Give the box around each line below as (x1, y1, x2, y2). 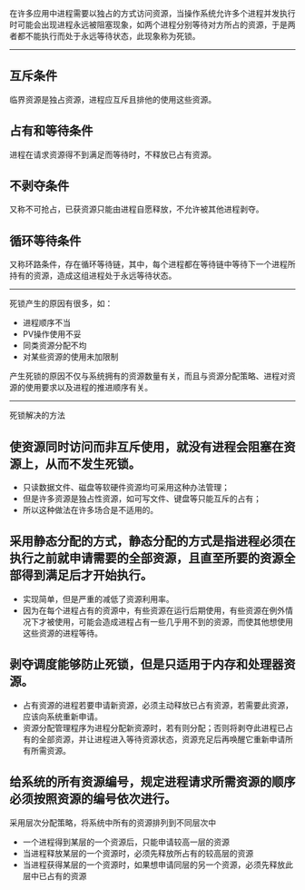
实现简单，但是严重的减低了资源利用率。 (22, 593, 174, 604)
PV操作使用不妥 (22, 329, 82, 340)
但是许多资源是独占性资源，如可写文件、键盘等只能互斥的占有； (22, 493, 261, 504)
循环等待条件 (9, 232, 82, 248)
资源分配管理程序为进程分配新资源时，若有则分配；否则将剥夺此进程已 (22, 722, 286, 733)
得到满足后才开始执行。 (21, 568, 152, 583)
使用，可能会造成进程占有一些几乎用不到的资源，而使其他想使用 (54, 616, 293, 627)
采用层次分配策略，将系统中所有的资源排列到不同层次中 (9, 816, 216, 828)
